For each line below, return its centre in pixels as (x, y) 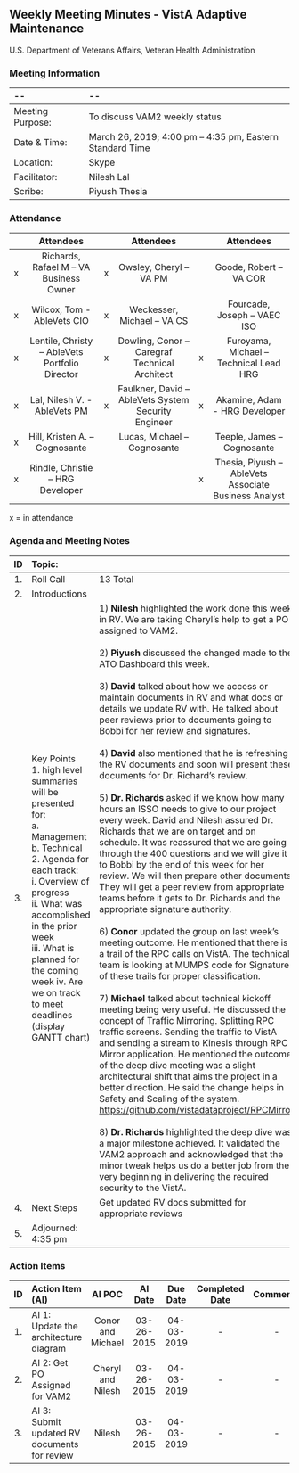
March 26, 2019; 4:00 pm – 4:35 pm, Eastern (183, 137)
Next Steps (55, 1207)
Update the (55, 1326)
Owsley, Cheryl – (154, 267)
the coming (55, 970)
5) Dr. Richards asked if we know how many (192, 797)
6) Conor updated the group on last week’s (189, 931)
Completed (220, 1289)
